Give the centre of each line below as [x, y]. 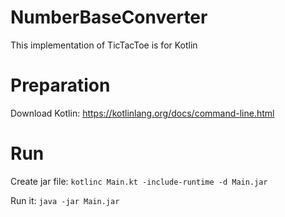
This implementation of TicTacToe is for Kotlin [104, 45]
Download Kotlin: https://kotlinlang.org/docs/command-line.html [142, 113]
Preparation [60, 85]
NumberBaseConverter [109, 17]
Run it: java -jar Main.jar [65, 200]
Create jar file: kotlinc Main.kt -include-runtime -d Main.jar [139, 181]
